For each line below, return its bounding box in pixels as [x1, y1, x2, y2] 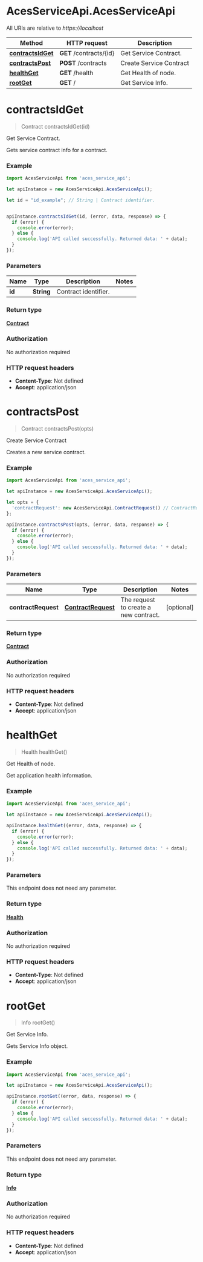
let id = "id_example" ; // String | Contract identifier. [6, 197, 155, 203]
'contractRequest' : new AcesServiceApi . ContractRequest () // [11, 505, 169, 511]
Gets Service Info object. [6, 1042, 68, 1050]
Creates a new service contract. [6, 449, 86, 456]
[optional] [166, 603, 194, 612]
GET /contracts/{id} [59, 49, 115, 57]
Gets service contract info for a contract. [6, 146, 108, 153]
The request [120, 596, 155, 604]
